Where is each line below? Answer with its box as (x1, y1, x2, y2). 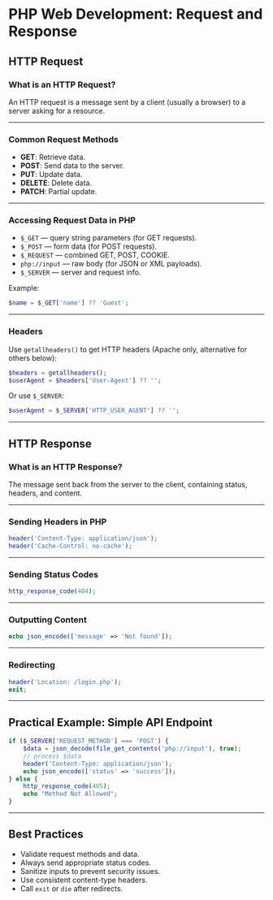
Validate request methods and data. (19, 849, 140, 859)
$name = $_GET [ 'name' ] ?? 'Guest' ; (8, 299, 129, 307)
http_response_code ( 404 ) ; (8, 587, 96, 595)
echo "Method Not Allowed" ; (23, 790, 118, 798)
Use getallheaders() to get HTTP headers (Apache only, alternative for (8, 344, 248, 354)
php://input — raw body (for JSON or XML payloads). (19, 259, 202, 269)
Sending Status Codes (8, 569, 99, 580)
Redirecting (8, 660, 55, 671)
